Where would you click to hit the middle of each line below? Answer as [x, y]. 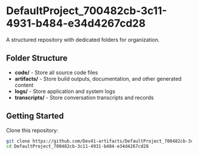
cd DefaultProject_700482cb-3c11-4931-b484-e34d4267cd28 [77, 146]
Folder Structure [37, 58]
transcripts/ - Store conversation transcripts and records [84, 97]
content [24, 85]
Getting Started [35, 116]
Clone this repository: [32, 130]
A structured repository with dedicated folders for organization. [83, 39]
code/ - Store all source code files [56, 72]
